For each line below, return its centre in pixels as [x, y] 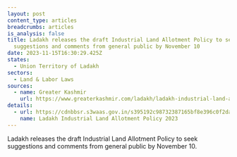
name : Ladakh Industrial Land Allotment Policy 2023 [99, 118]
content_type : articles [42, 20]
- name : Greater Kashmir [50, 92]
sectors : [20, 73]
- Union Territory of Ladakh [56, 66]
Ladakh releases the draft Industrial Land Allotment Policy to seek [103, 139]
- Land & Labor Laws [44, 79]
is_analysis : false [36, 33]
